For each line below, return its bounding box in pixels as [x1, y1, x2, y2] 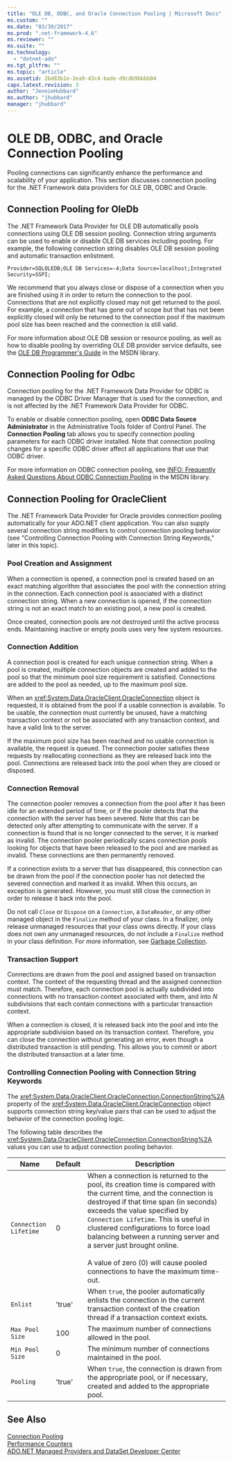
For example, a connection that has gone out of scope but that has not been [7, 305, 225, 314]
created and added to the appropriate [87, 1381, 209, 1391]
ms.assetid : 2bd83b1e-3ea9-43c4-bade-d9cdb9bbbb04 [7, 74, 157, 82]
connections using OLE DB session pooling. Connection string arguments [7, 229, 217, 237]
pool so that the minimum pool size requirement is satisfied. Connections [7, 673, 216, 681]
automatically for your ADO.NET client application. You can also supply [7, 519, 209, 527]
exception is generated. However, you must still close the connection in [7, 887, 211, 895]
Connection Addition [7, 642, 78, 652]
